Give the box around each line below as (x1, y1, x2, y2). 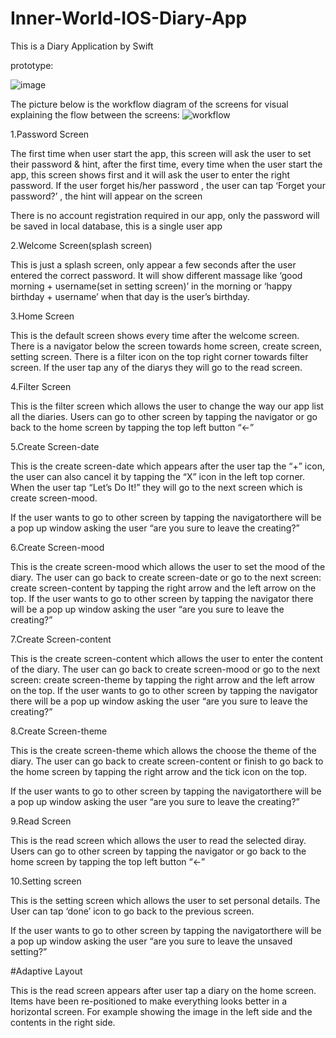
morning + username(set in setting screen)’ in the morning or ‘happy (10, 280, 293, 292)
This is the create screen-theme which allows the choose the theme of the (10, 744, 317, 756)
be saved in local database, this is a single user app (10, 220, 223, 232)
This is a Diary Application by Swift (10, 40, 154, 52)
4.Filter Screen (10, 380, 72, 392)
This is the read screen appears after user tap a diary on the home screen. (10, 984, 317, 996)
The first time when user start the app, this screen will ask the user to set (10, 147, 312, 159)
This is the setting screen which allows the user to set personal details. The (10, 894, 321, 906)
